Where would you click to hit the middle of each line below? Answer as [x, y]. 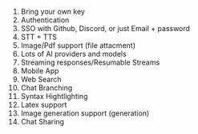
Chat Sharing [42, 122]
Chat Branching [46, 88]
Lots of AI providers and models [73, 54]
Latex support [44, 104]
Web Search [41, 79]
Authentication [45, 20]
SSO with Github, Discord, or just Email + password [105, 28]
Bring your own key [53, 12]
